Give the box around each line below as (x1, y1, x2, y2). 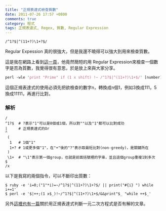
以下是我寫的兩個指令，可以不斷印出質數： (5, 173, 92, 179)
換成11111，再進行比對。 (5, 91, 53, 96)
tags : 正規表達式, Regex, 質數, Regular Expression (5, 26, 109, 31)
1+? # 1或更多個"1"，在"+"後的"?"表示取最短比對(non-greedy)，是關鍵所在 (9, 145, 149, 151)
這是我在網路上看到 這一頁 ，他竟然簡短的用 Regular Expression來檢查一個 (5, 59, 154, 65)
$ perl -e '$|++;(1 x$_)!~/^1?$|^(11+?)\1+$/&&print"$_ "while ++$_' (5, 191, 152, 197)
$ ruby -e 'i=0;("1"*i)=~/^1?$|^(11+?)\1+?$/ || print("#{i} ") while (5, 183, 154, 188)
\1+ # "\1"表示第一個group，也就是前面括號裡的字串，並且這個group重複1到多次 (7, 155, 156, 160)
